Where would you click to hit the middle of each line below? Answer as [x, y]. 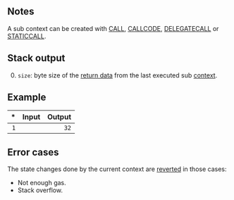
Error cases [33, 152]
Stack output [36, 58]
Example [27, 98]
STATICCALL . [27, 36]
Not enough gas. [42, 183]
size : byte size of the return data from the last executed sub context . [117, 75]
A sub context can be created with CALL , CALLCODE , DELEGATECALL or [113, 28]
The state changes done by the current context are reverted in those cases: [117, 169]
